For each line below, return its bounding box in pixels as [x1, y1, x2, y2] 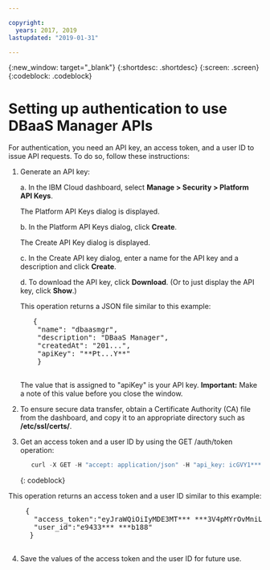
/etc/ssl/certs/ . [19, 421, 72, 431]
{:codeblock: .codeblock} [8, 71, 92, 81]
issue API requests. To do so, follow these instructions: [8, 152, 190, 161]
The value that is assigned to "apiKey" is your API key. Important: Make [19, 381, 258, 390]
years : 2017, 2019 [15, 26, 78, 35]
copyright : [8, 18, 45, 26]
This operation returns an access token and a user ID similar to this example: [8, 491, 262, 501]
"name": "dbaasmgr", [37, 325, 118, 334]
